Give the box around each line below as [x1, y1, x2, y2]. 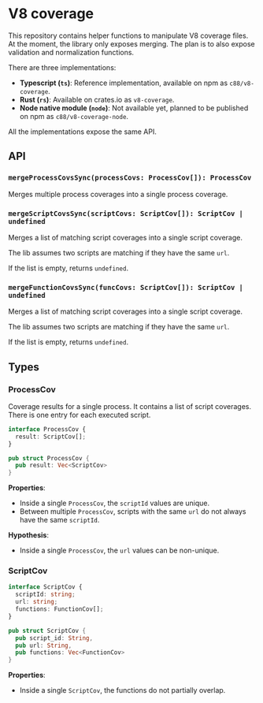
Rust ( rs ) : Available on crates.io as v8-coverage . [19, 95, 175, 104]
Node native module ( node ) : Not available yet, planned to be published [19, 103, 249, 113]
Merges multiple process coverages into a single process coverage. [8, 189, 228, 199]
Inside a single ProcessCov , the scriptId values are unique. [19, 498, 210, 508]
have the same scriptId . [19, 515, 100, 525]
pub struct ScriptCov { [8, 627, 87, 634]
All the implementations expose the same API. [8, 127, 157, 136]
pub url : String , [15, 642, 72, 649]
